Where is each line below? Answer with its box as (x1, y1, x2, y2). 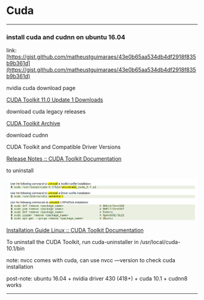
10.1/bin (6, 245, 25, 253)
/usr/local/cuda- (140, 239, 181, 246)
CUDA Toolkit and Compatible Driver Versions (6, 144, 121, 151)
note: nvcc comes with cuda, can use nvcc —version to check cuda (6, 257, 175, 264)
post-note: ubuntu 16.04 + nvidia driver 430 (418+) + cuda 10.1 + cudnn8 (6, 275, 188, 282)
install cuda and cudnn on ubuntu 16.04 (6, 33, 126, 41)
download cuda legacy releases (6, 108, 86, 116)
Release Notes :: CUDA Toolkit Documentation (6, 155, 122, 162)
